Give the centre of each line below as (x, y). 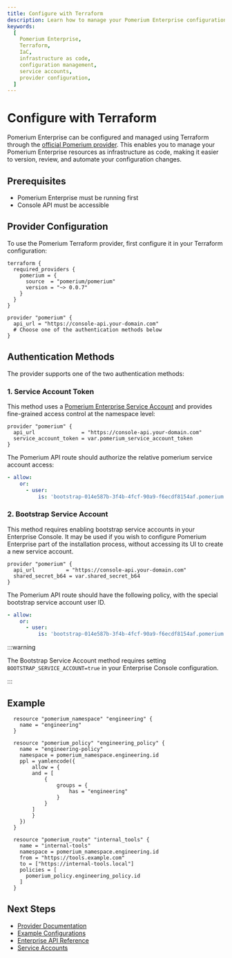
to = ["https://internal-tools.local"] (77, 864)
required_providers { (45, 269)
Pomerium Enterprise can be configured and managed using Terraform (108, 137)
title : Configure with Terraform (55, 13)
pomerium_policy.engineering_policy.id (83, 876)
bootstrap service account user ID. (56, 602)
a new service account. (40, 551)
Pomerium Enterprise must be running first (78, 198)
